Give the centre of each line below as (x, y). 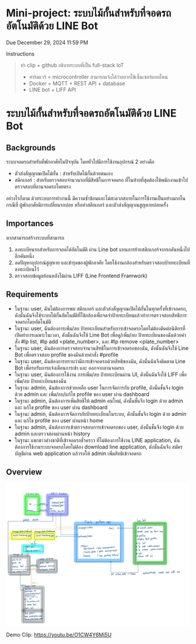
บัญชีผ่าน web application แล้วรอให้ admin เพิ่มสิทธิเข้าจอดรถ (78, 453)
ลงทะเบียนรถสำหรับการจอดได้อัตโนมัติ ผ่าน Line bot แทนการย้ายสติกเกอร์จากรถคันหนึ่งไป (102, 249)
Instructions (20, 54)
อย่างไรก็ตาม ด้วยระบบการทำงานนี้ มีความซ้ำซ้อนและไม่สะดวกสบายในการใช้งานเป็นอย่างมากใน (96, 198)
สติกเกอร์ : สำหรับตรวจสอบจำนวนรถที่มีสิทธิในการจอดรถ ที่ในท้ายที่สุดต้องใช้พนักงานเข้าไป (101, 180)
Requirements (32, 295)
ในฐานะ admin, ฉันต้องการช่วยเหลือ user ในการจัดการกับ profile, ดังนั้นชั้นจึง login (99, 387)
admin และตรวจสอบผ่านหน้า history (52, 433)
